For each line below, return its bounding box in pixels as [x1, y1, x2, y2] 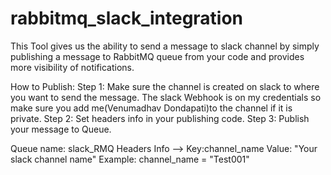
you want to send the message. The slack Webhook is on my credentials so [10, 91, 322, 103]
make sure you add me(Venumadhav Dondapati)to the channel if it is [10, 102, 293, 114]
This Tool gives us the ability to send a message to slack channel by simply [10, 40, 320, 52]
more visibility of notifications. [10, 61, 135, 73]
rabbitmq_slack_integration [10, 7, 244, 30]
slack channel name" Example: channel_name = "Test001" [10, 153, 250, 165]
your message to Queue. [10, 123, 112, 135]
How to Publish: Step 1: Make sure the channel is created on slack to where [10, 80, 320, 92]
